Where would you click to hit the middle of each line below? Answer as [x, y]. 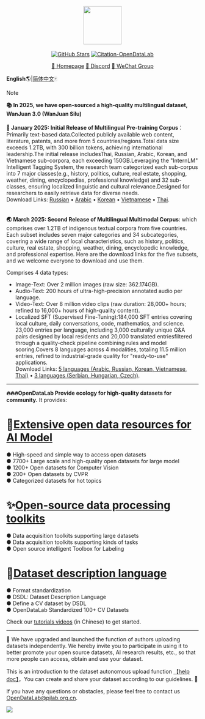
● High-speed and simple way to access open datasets [76, 454]
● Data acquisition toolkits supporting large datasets [73, 535]
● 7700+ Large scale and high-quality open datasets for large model [93, 461]
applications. [31, 362]
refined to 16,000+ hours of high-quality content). [77, 310]
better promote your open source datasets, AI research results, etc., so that [101, 652]
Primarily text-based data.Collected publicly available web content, [91, 134]
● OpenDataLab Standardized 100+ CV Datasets [68, 609]
